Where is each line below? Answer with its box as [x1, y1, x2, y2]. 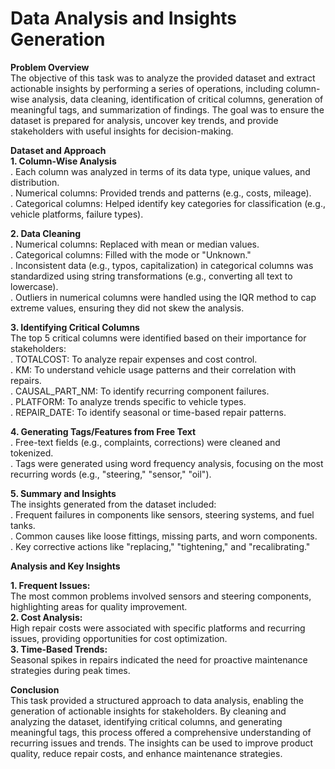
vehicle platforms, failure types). [10, 208, 144, 220]
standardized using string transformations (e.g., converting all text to [10, 270, 293, 282]
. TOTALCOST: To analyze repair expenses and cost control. [10, 353, 258, 365]
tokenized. [10, 447, 54, 459]
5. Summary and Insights [10, 487, 117, 499]
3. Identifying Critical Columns [10, 321, 140, 333]
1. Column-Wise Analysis [10, 155, 117, 167]
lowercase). [10, 280, 59, 292]
